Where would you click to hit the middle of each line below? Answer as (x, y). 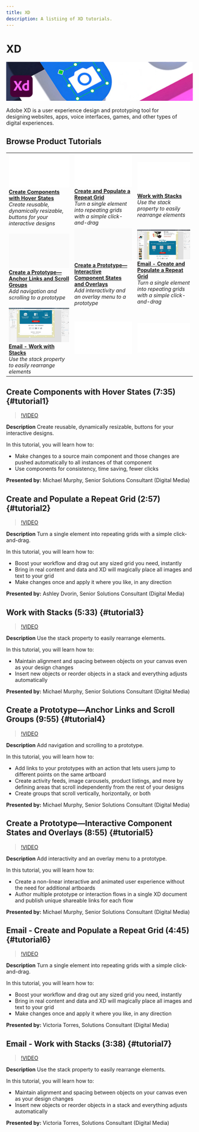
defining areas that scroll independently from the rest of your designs (99, 787)
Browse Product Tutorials (54, 141)
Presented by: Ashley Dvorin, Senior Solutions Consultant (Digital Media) (95, 594)
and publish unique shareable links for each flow (74, 900)
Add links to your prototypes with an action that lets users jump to (95, 768)
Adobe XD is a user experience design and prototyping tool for (83, 110)
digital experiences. (30, 123)
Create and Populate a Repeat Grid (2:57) (84, 499)
